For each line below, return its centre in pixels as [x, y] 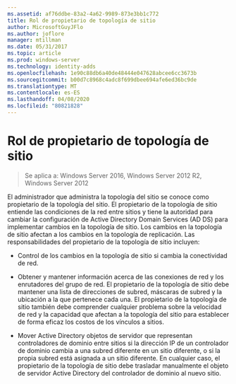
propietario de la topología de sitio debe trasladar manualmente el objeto [123, 366]
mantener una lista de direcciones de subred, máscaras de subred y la [120, 291]
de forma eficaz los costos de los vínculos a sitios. [91, 322]
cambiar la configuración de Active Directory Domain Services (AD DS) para [118, 219]
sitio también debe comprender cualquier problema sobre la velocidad [119, 307]
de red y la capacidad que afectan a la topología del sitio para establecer [123, 314]
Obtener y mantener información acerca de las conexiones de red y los [120, 277]
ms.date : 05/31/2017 [38, 47]
